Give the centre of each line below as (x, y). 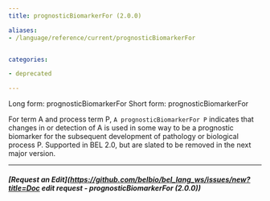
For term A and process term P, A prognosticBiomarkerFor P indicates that (131, 119)
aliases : (23, 30)
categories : (28, 59)
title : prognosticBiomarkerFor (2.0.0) (75, 16)
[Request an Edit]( (39, 179)
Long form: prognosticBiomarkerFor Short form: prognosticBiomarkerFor (129, 104)
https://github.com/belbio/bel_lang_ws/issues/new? (160, 179)
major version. (32, 154)
